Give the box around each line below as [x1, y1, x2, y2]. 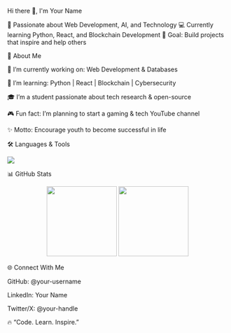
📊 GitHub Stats [7, 170, 52, 178]
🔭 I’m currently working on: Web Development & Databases [7, 65, 178, 73]
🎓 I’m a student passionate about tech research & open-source [7, 93, 191, 101]
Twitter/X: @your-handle [7, 304, 78, 313]
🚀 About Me [7, 52, 42, 59]
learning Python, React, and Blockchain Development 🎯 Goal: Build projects [7, 31, 224, 38]
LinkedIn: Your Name [7, 291, 68, 299]
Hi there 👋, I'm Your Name [7, 7, 83, 15]
